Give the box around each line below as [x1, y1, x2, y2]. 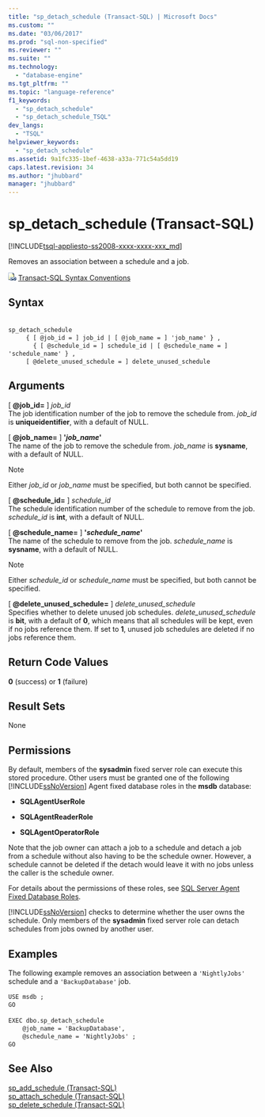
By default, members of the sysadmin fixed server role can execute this [8, 765, 243, 775]
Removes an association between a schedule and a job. [8, 257, 190, 266]
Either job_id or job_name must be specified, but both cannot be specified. [8, 480, 252, 489]
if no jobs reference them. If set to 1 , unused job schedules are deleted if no [8, 624, 255, 633]
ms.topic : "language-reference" [8, 88, 115, 96]
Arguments [8, 379, 66, 392]
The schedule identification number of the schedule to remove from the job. [8, 503, 256, 513]
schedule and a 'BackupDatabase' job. [8, 976, 131, 986]
